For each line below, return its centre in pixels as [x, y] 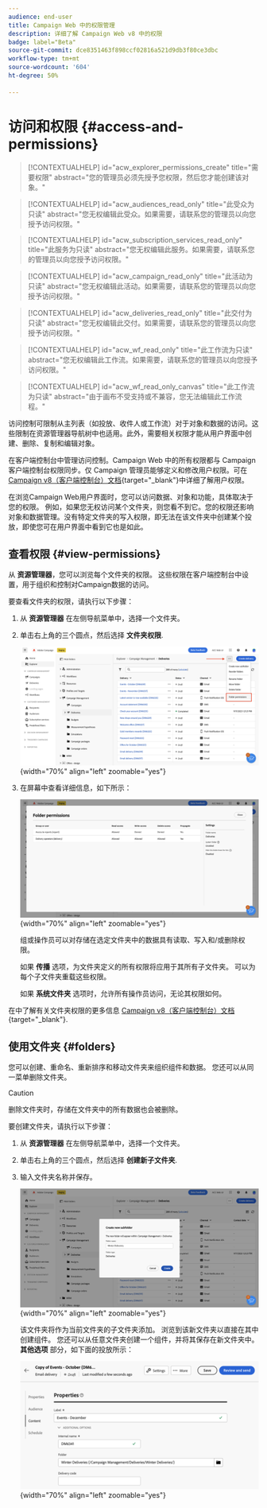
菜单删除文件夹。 [43, 1077]
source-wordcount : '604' [49, 68]
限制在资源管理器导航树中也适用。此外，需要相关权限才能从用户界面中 [130, 433]
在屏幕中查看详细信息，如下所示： [75, 787]
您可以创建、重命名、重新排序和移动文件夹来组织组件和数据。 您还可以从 [128, 1067]
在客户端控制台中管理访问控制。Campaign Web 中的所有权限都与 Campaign [132, 460]
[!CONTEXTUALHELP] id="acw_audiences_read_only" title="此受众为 [141, 204]
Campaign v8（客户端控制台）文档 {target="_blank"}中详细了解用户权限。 [128, 480]
